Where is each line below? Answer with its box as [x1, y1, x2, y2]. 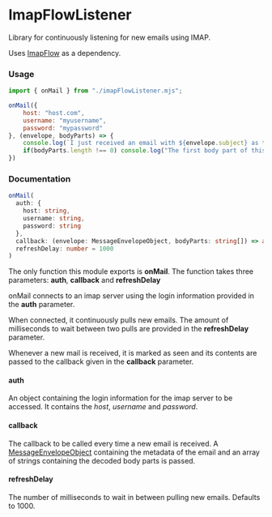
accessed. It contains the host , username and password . [8, 402, 198, 412]
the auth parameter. [8, 300, 75, 310]
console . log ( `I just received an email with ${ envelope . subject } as [23, 139, 259, 147]
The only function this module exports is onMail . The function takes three [8, 267, 254, 276]
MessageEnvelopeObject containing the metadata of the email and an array [8, 447, 261, 457]
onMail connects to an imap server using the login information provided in [8, 291, 255, 301]
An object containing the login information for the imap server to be [8, 393, 233, 403]
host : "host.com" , [23, 109, 85, 117]
